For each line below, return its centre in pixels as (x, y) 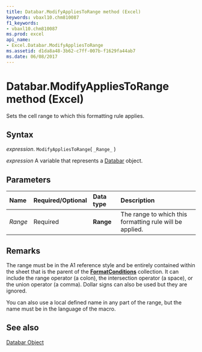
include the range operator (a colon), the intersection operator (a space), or (100, 278)
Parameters (29, 180)
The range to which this (154, 214)
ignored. (17, 291)
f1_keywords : (23, 23)
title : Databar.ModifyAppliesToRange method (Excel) (74, 12)
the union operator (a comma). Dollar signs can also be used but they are (97, 284)
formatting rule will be (151, 222)
